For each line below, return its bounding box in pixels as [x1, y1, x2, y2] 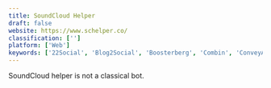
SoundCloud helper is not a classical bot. [8, 71, 145, 80]
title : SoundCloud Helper [8, 11, 95, 20]
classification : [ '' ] [8, 34, 81, 42]
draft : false [8, 19, 52, 27]
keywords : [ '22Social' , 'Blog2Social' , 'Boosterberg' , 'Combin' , [8, 49, 233, 57]
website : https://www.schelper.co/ [8, 26, 128, 34]
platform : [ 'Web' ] [8, 42, 70, 50]
